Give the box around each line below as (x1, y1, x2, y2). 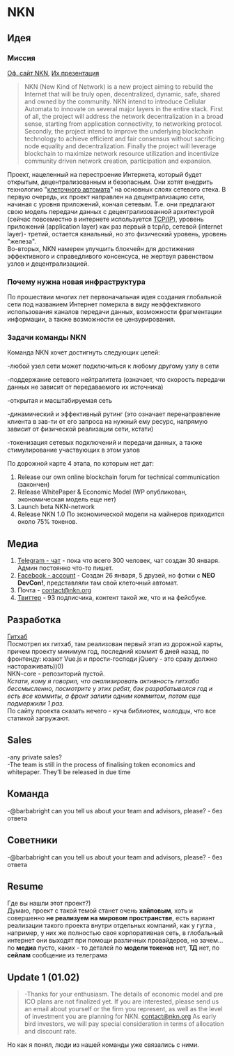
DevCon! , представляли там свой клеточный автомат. (17, 578, 179, 587)
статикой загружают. (7, 714, 70, 722)
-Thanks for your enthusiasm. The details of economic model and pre (24, 990, 224, 999)
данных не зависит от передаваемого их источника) (7, 383, 164, 392)
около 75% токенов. (17, 518, 78, 526)
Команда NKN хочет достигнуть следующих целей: (7, 348, 160, 357)
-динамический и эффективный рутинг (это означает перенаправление (7, 410, 221, 418)
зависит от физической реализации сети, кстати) (7, 424, 154, 434)
